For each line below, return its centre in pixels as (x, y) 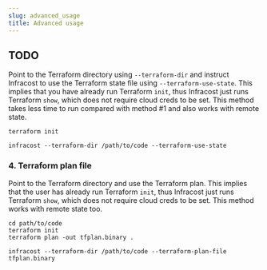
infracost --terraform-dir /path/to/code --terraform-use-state (118, 146)
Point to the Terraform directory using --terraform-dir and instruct (119, 75)
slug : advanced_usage (44, 16)
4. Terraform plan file (50, 166)
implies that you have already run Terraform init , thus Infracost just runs (129, 92)
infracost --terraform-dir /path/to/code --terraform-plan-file (118, 251)
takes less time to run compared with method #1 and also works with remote (134, 109)
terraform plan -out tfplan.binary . (71, 237)
